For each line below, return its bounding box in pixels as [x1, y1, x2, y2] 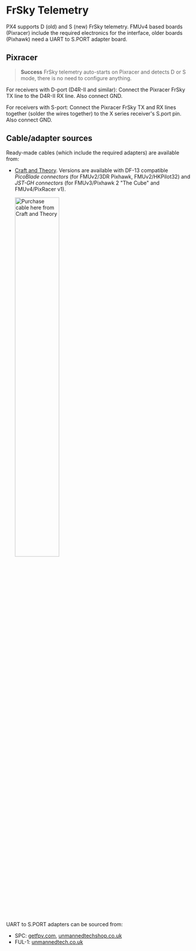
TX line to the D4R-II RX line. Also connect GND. [6, 92, 123, 99]
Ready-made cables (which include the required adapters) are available [6, 149, 180, 156]
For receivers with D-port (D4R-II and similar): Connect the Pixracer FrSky [6, 86, 185, 93]
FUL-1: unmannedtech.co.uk [14, 938, 84, 945]
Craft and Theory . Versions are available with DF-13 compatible [14, 166, 168, 174]
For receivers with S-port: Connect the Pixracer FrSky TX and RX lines [6, 104, 177, 111]
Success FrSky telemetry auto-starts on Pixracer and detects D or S [20, 68, 187, 75]
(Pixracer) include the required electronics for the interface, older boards [6, 29, 183, 36]
